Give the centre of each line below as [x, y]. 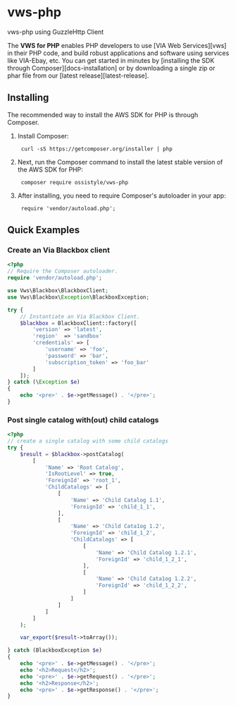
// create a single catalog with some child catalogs [88, 441]
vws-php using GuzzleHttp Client [56, 32]
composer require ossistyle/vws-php [75, 182]
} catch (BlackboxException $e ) [55, 650]
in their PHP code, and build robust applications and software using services [118, 53]
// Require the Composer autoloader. [63, 271]
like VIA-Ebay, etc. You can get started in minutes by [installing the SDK [111, 60]
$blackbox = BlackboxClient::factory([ [79, 323]
